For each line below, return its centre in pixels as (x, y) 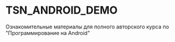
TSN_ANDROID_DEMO (62, 10)
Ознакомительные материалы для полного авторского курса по (87, 27)
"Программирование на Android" (48, 33)
